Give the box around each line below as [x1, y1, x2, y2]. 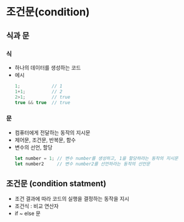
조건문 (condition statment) [6, 179, 107, 189]
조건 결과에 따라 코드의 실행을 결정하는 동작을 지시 [14, 195, 129, 203]
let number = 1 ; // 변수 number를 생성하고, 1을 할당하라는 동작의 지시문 [14, 155, 178, 162]
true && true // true [14, 99, 71, 106]
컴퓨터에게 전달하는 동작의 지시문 [14, 129, 91, 136]
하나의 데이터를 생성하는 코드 [14, 64, 81, 71]
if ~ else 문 [14, 210, 41, 217]
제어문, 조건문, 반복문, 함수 [14, 136, 76, 143]
